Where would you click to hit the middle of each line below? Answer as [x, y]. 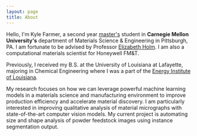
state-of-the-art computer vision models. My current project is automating [97, 114]
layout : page [22, 12]
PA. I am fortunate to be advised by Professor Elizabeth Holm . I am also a [95, 47]
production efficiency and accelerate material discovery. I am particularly [96, 101]
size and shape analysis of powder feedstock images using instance [90, 120]
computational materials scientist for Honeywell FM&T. [73, 53]
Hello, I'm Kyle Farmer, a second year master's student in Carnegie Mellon [97, 34]
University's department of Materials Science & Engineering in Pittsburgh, [97, 40]
